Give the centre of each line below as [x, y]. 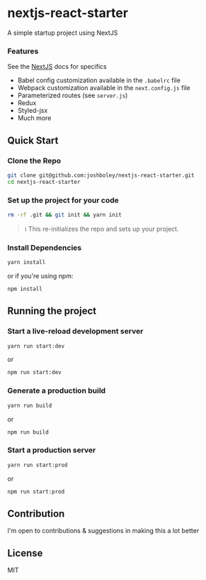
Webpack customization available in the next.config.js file [104, 88]
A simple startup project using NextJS [63, 33]
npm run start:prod [36, 491]
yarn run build [30, 405]
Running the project [52, 311]
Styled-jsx [33, 111]
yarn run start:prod [38, 465]
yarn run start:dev [36, 346]
